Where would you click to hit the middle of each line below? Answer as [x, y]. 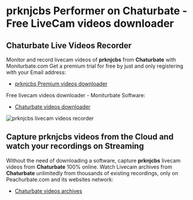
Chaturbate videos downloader [52, 107]
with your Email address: [36, 72]
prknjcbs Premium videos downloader [61, 84]
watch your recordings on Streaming [75, 146]
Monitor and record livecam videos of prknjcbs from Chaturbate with [91, 60]
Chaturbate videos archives [49, 191]
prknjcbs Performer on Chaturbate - [97, 11]
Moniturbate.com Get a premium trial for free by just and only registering [95, 66]
